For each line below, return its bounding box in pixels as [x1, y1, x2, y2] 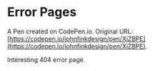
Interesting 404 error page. [7, 55, 86, 63]
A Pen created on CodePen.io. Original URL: [7, 27, 134, 35]
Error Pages [7, 4, 77, 20]
